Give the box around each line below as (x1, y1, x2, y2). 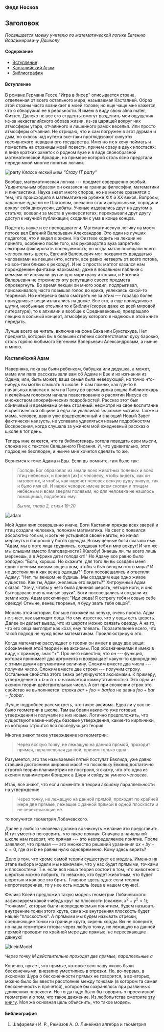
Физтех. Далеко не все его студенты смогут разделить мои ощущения (5, 113, 153, 119)
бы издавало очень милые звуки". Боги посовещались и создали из (5, 590, 148, 596)
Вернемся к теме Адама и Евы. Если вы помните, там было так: (5, 458, 139, 464)
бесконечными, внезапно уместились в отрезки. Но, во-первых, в (5, 968, 144, 974)
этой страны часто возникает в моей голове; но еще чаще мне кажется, (5, 103, 157, 108)
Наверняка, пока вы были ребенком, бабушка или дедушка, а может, (5, 366, 151, 372)
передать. (5, 318, 26, 325)
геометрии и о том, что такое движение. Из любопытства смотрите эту (5, 994, 155, 1000)
